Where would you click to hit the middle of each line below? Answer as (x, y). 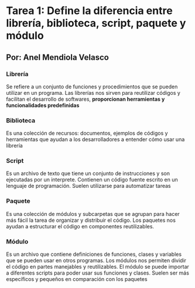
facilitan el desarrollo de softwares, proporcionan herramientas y (85, 99)
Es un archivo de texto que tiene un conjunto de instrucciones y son (88, 173)
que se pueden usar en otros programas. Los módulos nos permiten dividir (96, 260)
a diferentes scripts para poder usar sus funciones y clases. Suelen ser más (97, 273)
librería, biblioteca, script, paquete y (96, 23)
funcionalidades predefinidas (43, 105)
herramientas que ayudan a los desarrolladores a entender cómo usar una (95, 139)
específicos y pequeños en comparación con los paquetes (77, 279)
